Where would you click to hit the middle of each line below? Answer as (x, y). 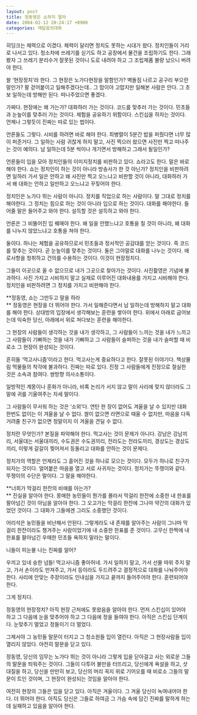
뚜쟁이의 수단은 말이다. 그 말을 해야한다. (51, 476)
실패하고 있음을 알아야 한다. (44, 706)
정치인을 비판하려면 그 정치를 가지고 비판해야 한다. (64, 285)
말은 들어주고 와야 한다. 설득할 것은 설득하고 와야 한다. (79, 211)
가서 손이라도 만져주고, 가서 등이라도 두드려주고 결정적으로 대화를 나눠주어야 (101, 570)
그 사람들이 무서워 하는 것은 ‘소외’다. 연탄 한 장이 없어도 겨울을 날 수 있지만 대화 (96, 407)
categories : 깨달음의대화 (34, 28)
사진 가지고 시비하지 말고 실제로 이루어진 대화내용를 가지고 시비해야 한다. (106, 278)
